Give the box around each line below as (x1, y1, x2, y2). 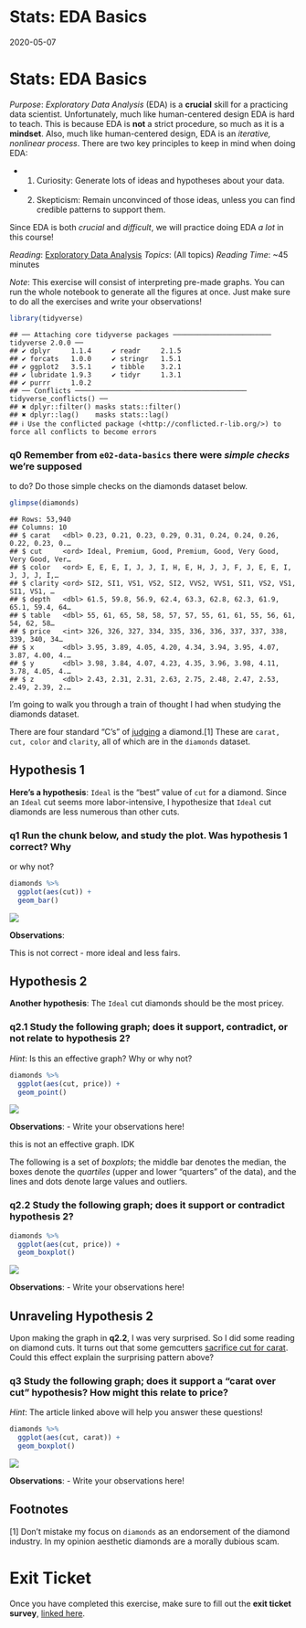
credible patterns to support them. (36, 204, 166, 215)
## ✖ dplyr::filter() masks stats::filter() (9, 402, 182, 411)
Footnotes (9, 1502, 69, 1517)
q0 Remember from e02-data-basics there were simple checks (9, 448, 290, 461)
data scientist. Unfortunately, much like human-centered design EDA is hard (9, 108, 295, 120)
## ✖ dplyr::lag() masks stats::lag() (9, 410, 170, 420)
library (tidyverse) (9, 314, 84, 323)
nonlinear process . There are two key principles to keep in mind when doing (9, 137, 296, 148)
